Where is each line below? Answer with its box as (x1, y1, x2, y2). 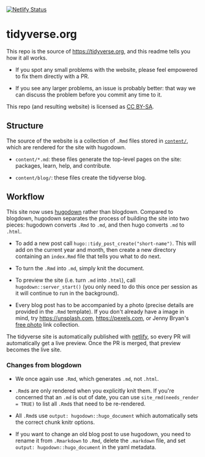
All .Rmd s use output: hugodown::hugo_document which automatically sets (15, 412, 198, 419)
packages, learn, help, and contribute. (15, 162, 111, 169)
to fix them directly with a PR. (15, 72, 90, 80)
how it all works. (6, 54, 48, 61)
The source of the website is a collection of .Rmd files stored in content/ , (6, 137, 188, 144)
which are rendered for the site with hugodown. (6, 143, 127, 150)
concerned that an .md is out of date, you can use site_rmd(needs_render (15, 393, 199, 400)
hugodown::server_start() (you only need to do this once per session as (15, 283, 198, 290)
